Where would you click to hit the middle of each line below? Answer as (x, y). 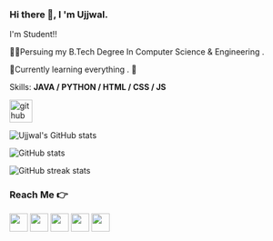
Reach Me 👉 (39, 195)
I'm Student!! (33, 35)
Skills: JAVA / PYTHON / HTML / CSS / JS (88, 87)
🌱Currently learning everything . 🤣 (73, 70)
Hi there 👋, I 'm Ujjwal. (59, 15)
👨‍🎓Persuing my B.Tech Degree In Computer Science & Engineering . (137, 52)
